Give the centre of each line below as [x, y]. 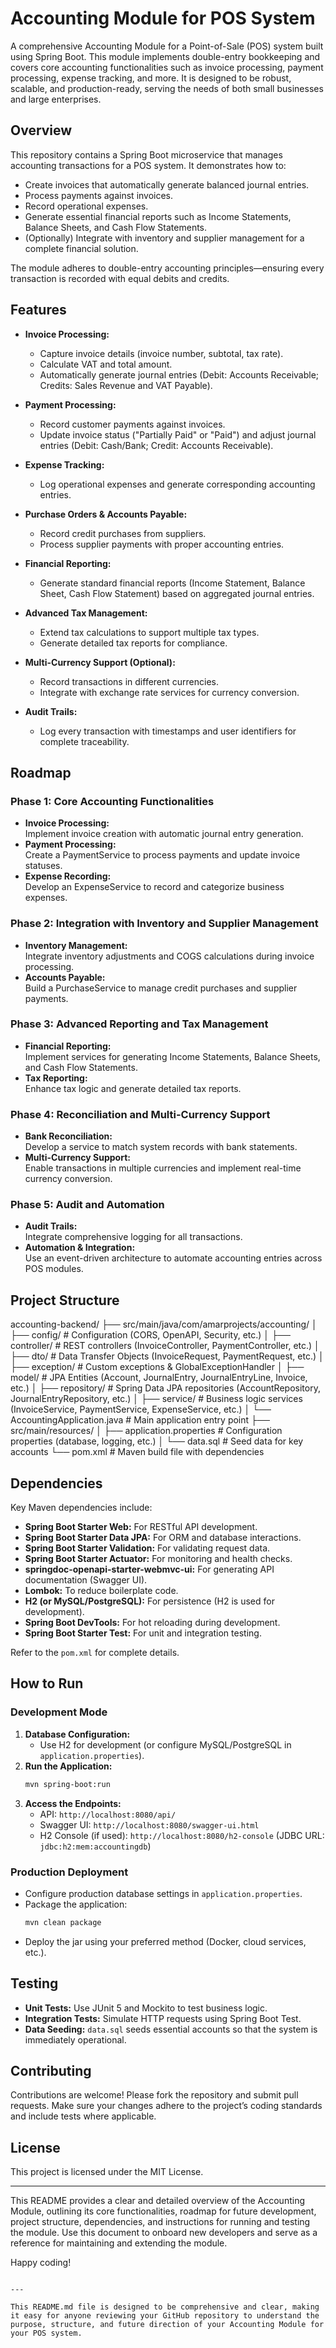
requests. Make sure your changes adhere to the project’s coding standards [166, 2106]
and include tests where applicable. [83, 2116]
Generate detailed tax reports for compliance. [133, 643]
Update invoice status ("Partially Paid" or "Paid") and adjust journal [178, 434]
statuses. [43, 866]
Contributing [51, 2071]
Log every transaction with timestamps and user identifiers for [168, 731]
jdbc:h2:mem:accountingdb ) [95, 1846]
